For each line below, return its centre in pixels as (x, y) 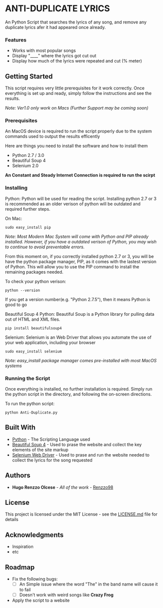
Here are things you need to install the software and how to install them (76, 146)
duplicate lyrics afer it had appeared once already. (55, 27)
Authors (18, 475)
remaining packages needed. (34, 272)
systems (13, 366)
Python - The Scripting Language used (51, 439)
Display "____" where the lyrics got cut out (54, 56)
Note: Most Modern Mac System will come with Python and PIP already (77, 236)
